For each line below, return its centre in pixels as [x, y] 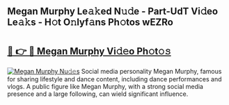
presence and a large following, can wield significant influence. [98, 94]
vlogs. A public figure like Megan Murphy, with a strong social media [105, 87]
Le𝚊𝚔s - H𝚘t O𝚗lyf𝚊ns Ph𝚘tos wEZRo [90, 23]
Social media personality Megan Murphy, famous [151, 71]
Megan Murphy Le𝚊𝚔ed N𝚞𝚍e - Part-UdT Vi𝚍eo [112, 11]
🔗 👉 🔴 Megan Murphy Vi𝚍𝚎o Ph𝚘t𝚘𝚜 [89, 51]
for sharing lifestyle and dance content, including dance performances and [114, 79]
